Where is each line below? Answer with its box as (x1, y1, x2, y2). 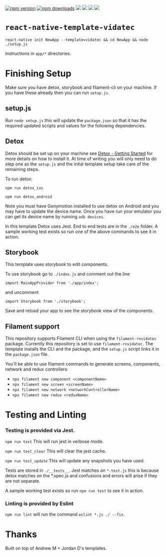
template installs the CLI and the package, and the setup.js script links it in (5, 346, 160, 352)
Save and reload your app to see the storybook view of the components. (5, 308, 154, 314)
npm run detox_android (5, 194, 52, 199)
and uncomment (5, 289, 39, 295)
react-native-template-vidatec (5, 23, 135, 32)
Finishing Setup (5, 68, 71, 79)
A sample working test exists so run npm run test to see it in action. (5, 487, 144, 493)
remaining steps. (5, 166, 40, 172)
